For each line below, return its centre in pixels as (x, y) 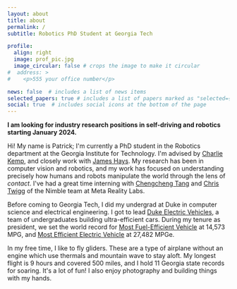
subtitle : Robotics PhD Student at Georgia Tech (80, 33)
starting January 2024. (42, 133)
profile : (20, 47)
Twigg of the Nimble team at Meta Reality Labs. (76, 191)
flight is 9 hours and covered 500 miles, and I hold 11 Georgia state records (116, 263)
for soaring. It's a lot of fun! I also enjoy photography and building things (112, 271)
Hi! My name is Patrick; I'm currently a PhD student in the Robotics (104, 146)
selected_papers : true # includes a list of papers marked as (101, 98)
